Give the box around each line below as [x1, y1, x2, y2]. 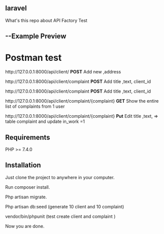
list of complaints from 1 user [5, 103, 65, 110]
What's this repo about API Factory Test [5, 17, 88, 23]
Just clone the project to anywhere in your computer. [5, 174, 115, 180]
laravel [5, 4, 27, 13]
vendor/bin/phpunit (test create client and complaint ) [5, 213, 116, 219]
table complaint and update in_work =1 [5, 118, 85, 125]
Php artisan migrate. [5, 194, 47, 200]
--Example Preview [5, 32, 67, 41]
